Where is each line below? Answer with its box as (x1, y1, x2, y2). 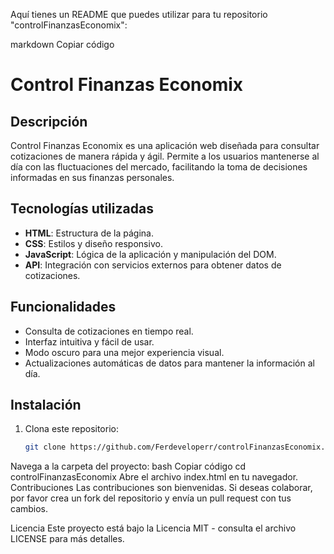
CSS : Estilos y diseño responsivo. (24, 237, 163, 249)
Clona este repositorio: (24, 423, 119, 435)
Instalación (10, 397, 82, 414)
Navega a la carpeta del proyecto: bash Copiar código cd (10, 460, 247, 473)
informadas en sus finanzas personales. (10, 172, 175, 183)
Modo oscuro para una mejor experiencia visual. (24, 346, 225, 358)
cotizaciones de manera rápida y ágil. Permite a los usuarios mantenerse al (10, 150, 320, 162)
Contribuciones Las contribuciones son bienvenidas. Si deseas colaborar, (10, 482, 313, 494)
